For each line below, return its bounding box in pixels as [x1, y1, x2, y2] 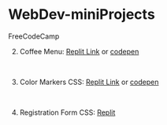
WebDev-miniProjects [8, 6, 155, 24]
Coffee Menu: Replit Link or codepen [19, 46, 139, 56]
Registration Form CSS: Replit [19, 108, 116, 117]
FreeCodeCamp [8, 31, 60, 41]
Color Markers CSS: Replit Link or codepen [19, 77, 159, 86]
